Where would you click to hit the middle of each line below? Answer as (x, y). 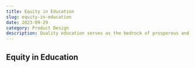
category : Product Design (37, 28)
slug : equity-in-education (39, 17)
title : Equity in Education (40, 11)
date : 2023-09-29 (27, 22)
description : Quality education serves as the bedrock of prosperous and (98, 33)
